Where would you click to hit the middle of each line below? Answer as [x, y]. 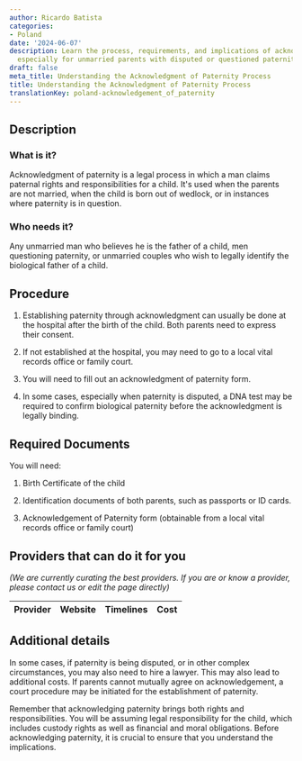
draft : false [34, 68]
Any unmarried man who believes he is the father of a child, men [129, 246]
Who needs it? [41, 227]
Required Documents [70, 444]
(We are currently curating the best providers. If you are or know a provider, [150, 577]
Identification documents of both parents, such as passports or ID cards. [157, 501]
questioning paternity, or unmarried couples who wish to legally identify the [149, 256]
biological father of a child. [59, 266]
